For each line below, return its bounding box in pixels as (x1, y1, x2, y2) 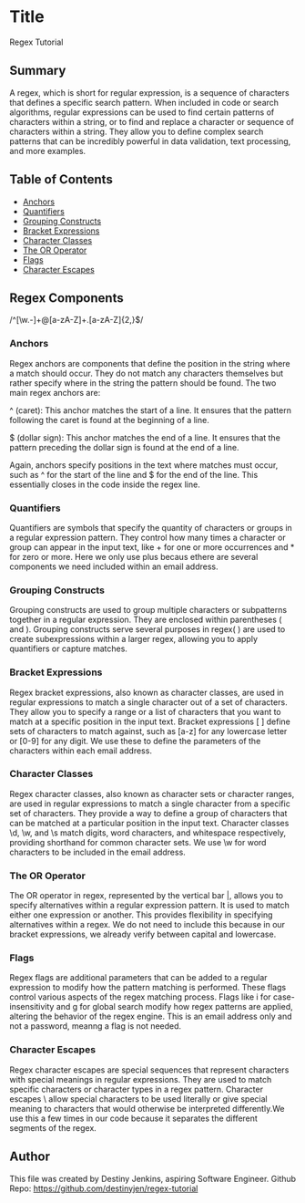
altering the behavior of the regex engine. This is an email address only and (9, 1011, 293, 1022)
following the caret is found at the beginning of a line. (9, 414, 209, 425)
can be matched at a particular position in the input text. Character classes (9, 817, 290, 828)
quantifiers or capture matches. (9, 643, 127, 654)
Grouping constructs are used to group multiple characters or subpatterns (9, 605, 288, 616)
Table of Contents (9, 171, 114, 188)
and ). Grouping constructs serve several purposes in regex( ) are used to (9, 624, 286, 635)
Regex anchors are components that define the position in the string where (9, 358, 290, 368)
